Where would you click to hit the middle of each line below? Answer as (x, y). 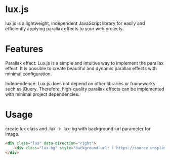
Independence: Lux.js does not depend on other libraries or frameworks (80, 83)
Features (24, 49)
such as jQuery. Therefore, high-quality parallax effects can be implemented (85, 89)
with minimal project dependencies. (42, 94)
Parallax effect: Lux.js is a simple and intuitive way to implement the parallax (84, 63)
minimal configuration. (29, 74)
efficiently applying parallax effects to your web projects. (65, 28)
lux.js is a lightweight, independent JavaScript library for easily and (75, 23)
